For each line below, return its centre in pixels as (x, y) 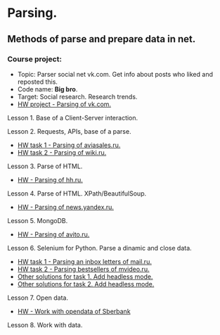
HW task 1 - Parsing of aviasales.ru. (69, 145)
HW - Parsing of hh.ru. (50, 179)
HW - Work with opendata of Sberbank (74, 311)
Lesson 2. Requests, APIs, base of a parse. (69, 131)
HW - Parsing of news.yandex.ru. (66, 207)
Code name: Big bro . (47, 89)
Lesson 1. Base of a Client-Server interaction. (73, 118)
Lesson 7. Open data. (38, 298)
